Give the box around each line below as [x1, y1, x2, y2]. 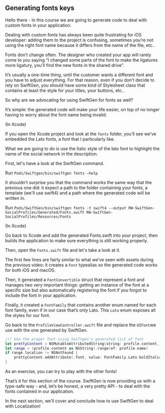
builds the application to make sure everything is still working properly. [5, 237, 148, 243]
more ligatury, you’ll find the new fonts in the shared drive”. [5, 62, 124, 68]
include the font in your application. [5, 292, 77, 298]
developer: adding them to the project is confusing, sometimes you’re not [5, 37, 154, 43]
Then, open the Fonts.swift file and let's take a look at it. [5, 247, 121, 253]
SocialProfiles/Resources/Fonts [5, 214, 71, 219]
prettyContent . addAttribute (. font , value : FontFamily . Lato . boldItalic [14, 355, 162, 360]
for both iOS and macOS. [5, 267, 55, 273]
